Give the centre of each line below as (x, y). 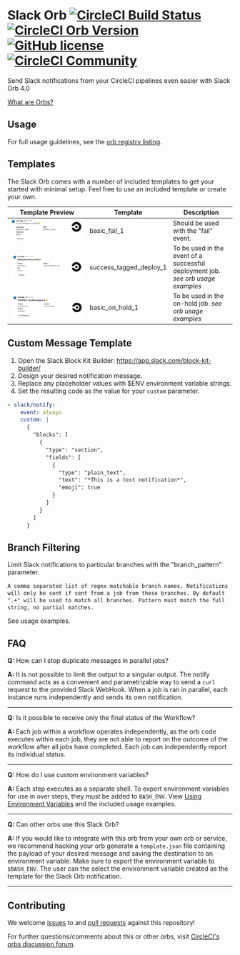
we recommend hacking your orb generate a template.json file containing (116, 846)
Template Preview (47, 212)
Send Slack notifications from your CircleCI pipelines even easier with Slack (119, 80)
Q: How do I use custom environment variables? (78, 775)
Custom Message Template (70, 343)
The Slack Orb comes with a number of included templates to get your (111, 181)
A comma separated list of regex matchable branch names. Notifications (118, 586)
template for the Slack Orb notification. (65, 876)
